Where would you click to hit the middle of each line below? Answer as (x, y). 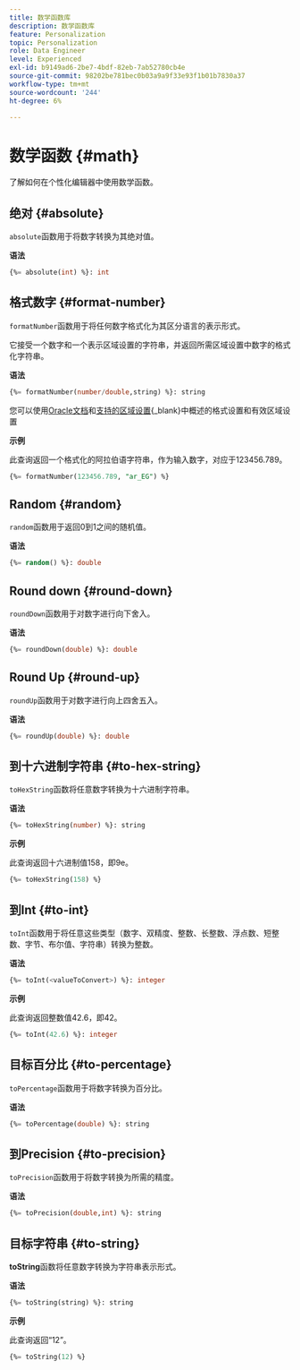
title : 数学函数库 (40, 17)
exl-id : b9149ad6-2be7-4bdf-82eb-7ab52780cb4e (97, 68)
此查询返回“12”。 (40, 1340)
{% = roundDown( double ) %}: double (74, 650)
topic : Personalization (54, 43)
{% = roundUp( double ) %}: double (69, 736)
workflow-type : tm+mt (50, 84)
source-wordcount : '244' (55, 92)
